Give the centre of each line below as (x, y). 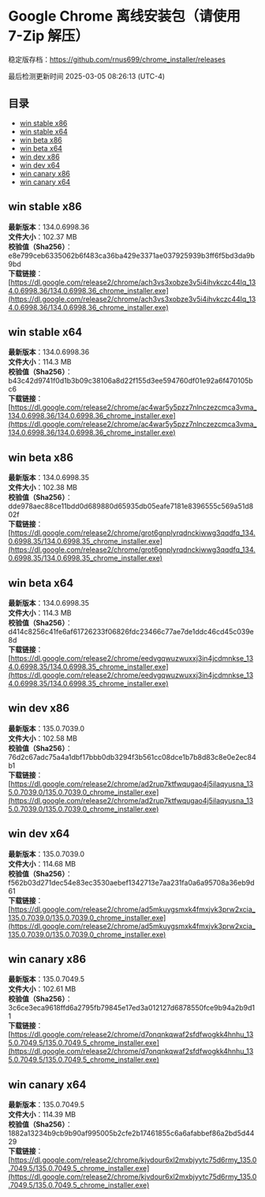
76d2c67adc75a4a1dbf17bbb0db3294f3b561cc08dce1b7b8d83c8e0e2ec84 (132, 757)
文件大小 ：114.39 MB (42, 1115)
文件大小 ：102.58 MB (43, 738)
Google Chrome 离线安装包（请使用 (124, 16)
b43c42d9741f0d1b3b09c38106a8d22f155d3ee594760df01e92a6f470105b (131, 381)
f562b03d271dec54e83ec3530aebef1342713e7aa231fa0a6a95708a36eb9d (131, 882)
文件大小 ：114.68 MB (42, 863)
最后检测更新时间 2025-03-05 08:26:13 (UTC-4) (87, 76)
